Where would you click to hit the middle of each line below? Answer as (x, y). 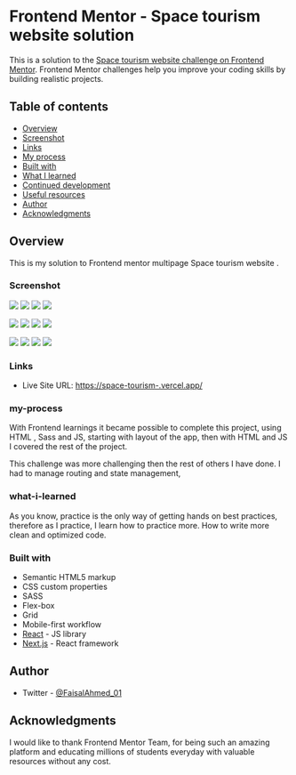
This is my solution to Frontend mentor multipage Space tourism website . (144, 262)
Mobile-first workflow (62, 625)
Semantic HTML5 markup (69, 577)
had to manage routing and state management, (95, 473)
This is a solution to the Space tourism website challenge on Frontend (137, 60)
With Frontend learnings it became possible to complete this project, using (145, 428)
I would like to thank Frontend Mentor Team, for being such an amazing (140, 742)
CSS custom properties (65, 587)
